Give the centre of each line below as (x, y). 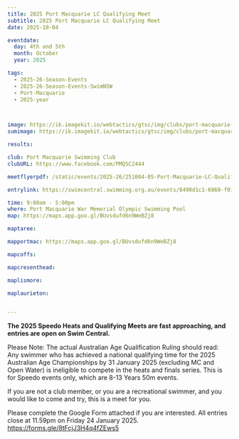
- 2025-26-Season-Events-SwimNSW (63, 86)
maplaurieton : (28, 293)
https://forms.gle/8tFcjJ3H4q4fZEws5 (63, 428)
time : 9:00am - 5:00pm (41, 203)
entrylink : (23, 190)
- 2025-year (32, 100)
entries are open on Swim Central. (59, 333)
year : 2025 (30, 60)
